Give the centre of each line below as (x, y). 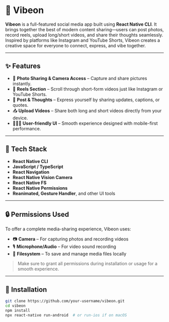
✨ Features (23, 66)
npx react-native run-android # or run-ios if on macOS (66, 315)
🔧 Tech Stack (26, 149)
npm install (18, 310)
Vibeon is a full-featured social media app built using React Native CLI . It (81, 24)
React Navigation (31, 172)
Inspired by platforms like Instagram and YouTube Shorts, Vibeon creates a (82, 40)
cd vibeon (16, 306)
